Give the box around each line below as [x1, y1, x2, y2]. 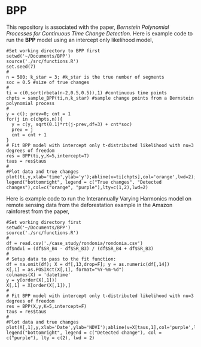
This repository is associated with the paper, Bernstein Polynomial [6, 23, 169, 31]
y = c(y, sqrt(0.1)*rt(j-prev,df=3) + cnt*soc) [11, 121, 133, 127]
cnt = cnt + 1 [11, 131, 47, 138]
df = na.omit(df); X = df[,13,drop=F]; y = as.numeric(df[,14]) [6, 261, 170, 267]
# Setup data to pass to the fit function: [6, 256, 117, 262]
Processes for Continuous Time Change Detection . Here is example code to [6, 29, 193, 37]
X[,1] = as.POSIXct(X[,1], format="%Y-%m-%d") [6, 267, 124, 273]
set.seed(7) [6, 64, 36, 70]
